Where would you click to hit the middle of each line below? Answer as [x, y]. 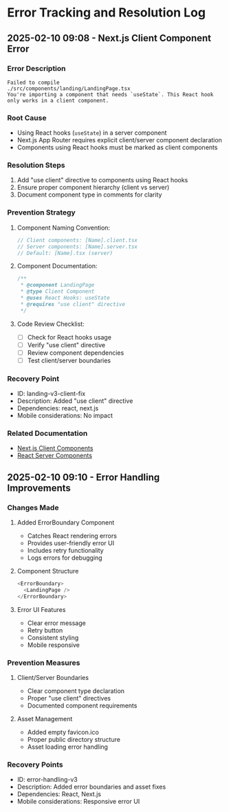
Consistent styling [53, 637]
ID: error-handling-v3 [47, 780]
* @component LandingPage [57, 285]
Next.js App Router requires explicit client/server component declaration [119, 140]
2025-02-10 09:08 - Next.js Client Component [109, 38]
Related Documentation [47, 433]
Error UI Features [41, 609]
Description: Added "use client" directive [75, 401]
